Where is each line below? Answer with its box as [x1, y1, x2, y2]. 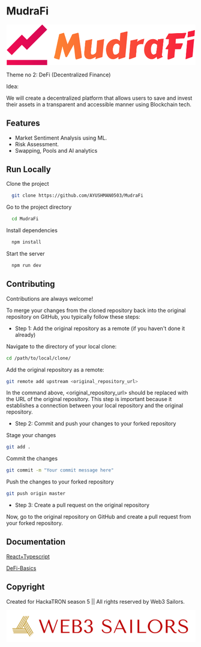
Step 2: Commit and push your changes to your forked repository [14, 420, 176, 428]
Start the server [6, 250, 45, 257]
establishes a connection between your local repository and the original [6, 402, 184, 409]
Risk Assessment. [14, 140, 59, 148]
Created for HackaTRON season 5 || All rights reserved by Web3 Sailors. [6, 598, 185, 605]
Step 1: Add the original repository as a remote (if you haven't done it [14, 325, 185, 332]
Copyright [6, 582, 45, 592]
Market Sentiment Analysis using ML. [14, 134, 107, 141]
